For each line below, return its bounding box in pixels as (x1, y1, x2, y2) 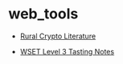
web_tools (8, 5, 79, 23)
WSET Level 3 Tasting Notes (19, 46, 115, 56)
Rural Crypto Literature (19, 31, 96, 41)
